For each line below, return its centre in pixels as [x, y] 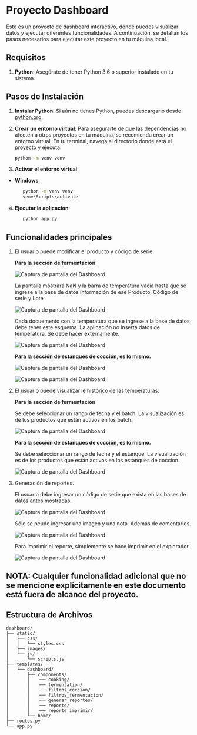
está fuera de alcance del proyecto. [72, 595]
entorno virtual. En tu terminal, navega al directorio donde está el [93, 141]
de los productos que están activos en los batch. [74, 419]
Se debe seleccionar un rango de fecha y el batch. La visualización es [99, 413]
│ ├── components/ [36, 675]
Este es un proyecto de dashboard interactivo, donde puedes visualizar [92, 27]
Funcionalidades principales [59, 237]
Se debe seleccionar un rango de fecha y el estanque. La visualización [100, 453]
